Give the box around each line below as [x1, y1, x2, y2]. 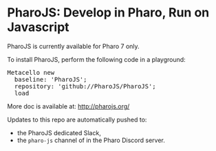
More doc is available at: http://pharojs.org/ [7, 102, 130, 111]
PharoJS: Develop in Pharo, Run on [7, 5, 210, 21]
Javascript [7, 19, 70, 35]
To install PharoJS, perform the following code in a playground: [7, 55, 186, 63]
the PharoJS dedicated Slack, [17, 128, 101, 137]
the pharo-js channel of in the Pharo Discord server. [17, 136, 165, 144]
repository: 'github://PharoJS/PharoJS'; [14, 82, 156, 90]
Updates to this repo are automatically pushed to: [7, 115, 147, 124]
